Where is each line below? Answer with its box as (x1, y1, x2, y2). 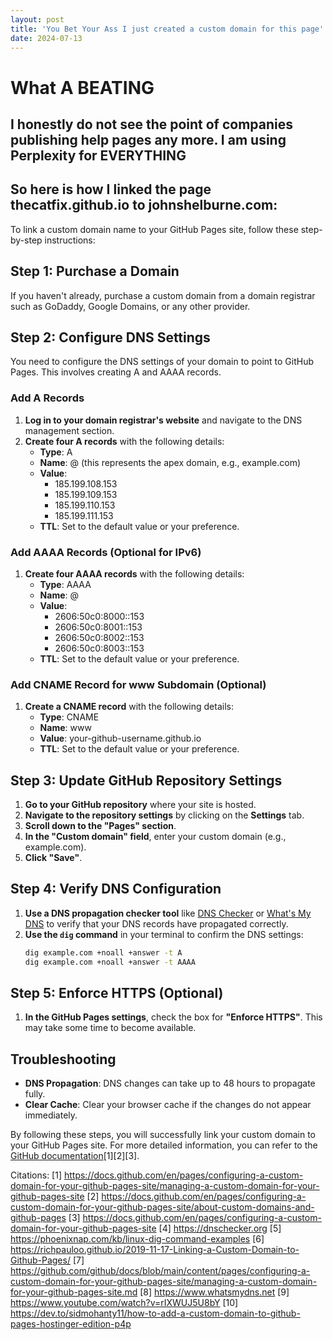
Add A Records (10, 391, 85, 405)
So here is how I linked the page (10, 181, 212, 198)
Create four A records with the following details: (24, 435, 225, 447)
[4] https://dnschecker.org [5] (158, 1222, 282, 1235)
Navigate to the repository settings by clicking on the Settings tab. (24, 809, 305, 821)
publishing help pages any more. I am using (10, 131, 287, 148)
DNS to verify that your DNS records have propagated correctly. (24, 917, 289, 930)
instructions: (44, 234, 96, 246)
